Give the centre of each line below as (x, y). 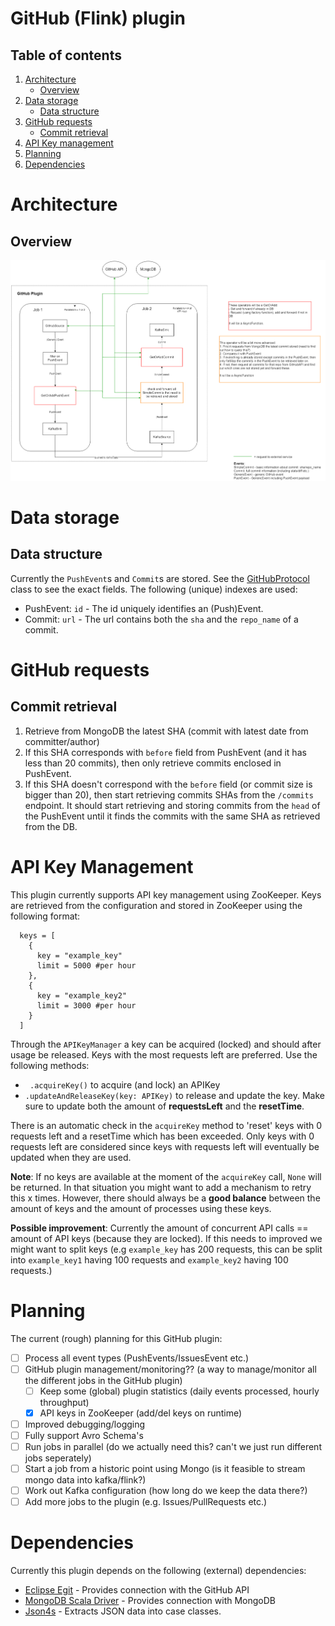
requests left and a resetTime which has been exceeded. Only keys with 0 (162, 1136)
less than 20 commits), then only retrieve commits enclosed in (153, 763)
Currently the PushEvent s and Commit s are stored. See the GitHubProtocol (160, 578)
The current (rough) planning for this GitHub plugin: (116, 1338)
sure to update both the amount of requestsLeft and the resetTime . (164, 1106)
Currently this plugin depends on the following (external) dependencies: (158, 1571)
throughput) (64, 1402)
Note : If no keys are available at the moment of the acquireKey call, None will (166, 1176)
